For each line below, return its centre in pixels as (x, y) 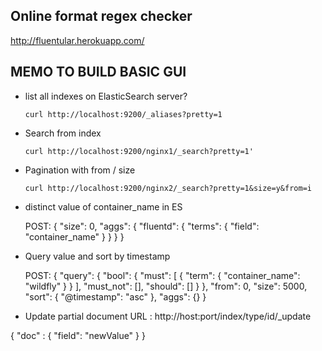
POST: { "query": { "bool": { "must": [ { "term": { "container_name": (162, 275)
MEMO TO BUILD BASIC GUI (98, 72)
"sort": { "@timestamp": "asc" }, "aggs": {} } (115, 296)
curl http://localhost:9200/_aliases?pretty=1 (123, 114)
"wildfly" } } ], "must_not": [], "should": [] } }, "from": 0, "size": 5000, (166, 286)
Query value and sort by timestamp (97, 256)
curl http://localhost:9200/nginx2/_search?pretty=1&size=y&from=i (168, 188)
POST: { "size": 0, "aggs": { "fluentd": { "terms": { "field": (142, 226)
